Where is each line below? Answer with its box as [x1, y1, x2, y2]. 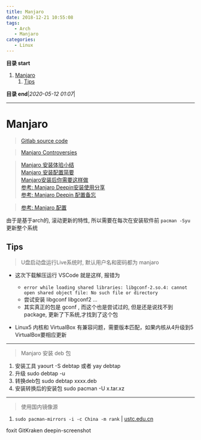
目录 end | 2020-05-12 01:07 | [6, 90, 76, 97]
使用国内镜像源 [20, 403, 58, 410]
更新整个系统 [6, 224, 38, 231]
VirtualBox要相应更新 [14, 331, 67, 338]
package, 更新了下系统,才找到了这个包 [23, 310, 118, 318]
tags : [6, 20, 20, 26]
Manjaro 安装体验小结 [20, 161, 75, 168]
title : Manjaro [6, 8, 44, 15]
